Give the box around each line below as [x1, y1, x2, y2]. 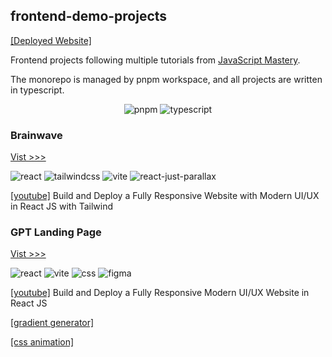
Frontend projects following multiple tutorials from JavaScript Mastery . [10, 54, 301, 66]
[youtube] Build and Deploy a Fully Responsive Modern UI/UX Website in [10, 287, 310, 299]
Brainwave [10, 128, 63, 142]
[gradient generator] [10, 317, 95, 329]
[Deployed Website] [10, 34, 92, 46]
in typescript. [10, 84, 65, 96]
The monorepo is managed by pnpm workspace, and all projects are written [10, 73, 323, 85]
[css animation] [10, 336, 75, 348]
